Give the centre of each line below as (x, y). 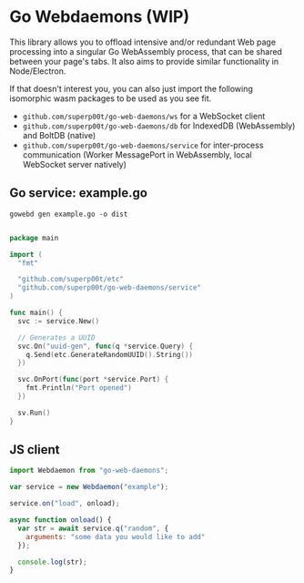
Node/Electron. (38, 71)
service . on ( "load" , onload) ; (65, 504)
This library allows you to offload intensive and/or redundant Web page (142, 42)
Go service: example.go (79, 193)
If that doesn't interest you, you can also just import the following (131, 88)
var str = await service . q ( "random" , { (93, 528)
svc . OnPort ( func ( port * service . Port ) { (93, 380)
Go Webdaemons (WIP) (100, 17)
